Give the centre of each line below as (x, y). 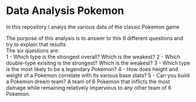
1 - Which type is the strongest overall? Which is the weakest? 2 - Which (93, 57)
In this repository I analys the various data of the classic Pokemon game (93, 27)
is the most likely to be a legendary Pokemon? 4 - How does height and (92, 69)
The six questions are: (33, 50)
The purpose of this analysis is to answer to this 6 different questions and (94, 38)
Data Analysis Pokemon (65, 11)
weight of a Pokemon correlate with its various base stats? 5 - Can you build (98, 75)
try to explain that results (36, 44)
